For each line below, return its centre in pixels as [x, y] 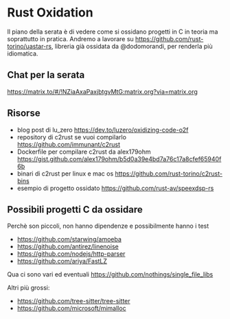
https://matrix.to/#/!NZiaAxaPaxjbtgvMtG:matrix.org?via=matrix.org [102, 91]
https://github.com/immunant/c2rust [69, 144]
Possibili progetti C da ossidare [75, 210]
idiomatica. [23, 54]
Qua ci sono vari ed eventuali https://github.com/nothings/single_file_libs [110, 274]
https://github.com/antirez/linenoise [68, 247]
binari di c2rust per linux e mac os [65, 174]
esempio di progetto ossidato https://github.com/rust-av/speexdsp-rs [115, 188]
